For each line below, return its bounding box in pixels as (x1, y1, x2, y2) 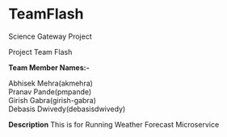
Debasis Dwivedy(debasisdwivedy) (8, 104, 126, 114)
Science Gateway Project (8, 31, 92, 41)
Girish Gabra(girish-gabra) (8, 95, 97, 105)
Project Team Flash (8, 47, 73, 56)
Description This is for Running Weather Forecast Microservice (8, 119, 220, 129)
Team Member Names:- (8, 62, 90, 73)
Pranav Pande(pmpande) (8, 86, 92, 97)
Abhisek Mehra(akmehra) (8, 78, 93, 88)
